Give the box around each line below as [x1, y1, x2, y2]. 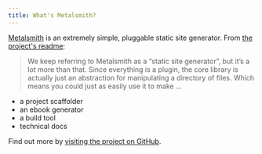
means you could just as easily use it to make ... [27, 81, 182, 91]
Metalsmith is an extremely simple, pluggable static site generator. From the [8, 33, 253, 42]
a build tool [19, 113, 56, 122]
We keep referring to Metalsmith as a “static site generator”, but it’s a [27, 56, 250, 66]
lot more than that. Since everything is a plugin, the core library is [27, 64, 239, 74]
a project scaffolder [19, 96, 84, 106]
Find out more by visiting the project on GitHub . [8, 136, 162, 145]
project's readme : [8, 41, 65, 51]
